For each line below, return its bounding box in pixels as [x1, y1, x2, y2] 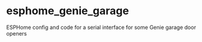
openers [6, 30, 27, 37]
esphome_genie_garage [6, 4, 130, 18]
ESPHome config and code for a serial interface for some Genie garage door [6, 24, 197, 31]
